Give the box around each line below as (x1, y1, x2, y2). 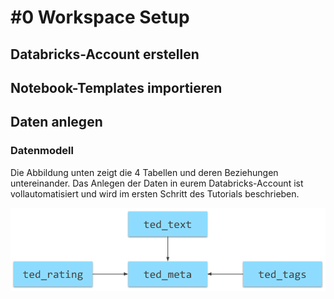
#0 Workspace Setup (10, 6, 190, 29)
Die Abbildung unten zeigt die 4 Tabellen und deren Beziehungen (10, 166, 279, 178)
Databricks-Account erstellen (10, 46, 200, 63)
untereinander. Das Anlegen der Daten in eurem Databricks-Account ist (10, 177, 304, 189)
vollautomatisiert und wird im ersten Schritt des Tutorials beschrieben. (10, 187, 300, 200)
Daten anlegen (10, 114, 103, 131)
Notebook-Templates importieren (10, 79, 223, 96)
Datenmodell (10, 144, 74, 158)
